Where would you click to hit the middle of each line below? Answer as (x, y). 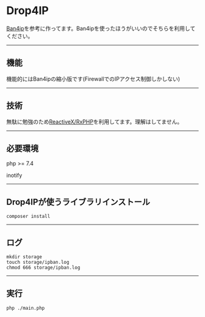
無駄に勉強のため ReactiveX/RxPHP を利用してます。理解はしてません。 (95, 121)
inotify (14, 176)
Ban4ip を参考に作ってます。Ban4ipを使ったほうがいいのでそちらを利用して (101, 28)
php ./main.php (26, 308)
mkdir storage (24, 257)
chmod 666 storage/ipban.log (43, 267)
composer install (28, 217)
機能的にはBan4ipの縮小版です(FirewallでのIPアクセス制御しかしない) (93, 79)
